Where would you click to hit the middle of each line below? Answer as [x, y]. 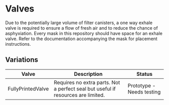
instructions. [18, 44]
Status [144, 74]
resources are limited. [79, 95]
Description [88, 74]
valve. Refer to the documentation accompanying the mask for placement [81, 39]
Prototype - [142, 85]
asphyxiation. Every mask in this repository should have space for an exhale [84, 33]
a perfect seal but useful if [84, 88]
